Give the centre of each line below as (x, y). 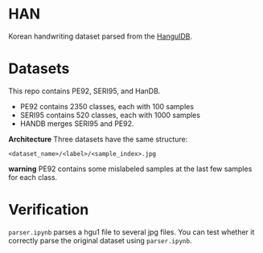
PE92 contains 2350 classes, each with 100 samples (107, 106)
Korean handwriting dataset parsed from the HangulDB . (101, 36)
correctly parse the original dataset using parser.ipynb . (100, 240)
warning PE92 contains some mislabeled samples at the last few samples (130, 169)
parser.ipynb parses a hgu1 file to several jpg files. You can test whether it (131, 232)
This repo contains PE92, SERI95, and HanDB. (84, 91)
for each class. (33, 177)
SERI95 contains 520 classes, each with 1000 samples (110, 115)
